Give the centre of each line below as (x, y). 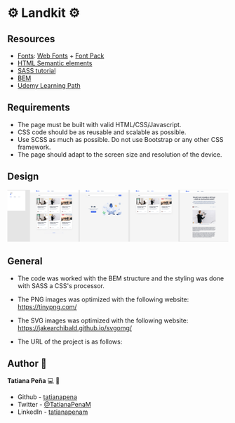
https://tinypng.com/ (47, 306)
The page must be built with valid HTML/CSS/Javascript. (99, 124)
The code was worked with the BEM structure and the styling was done (121, 278)
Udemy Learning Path (49, 85)
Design (23, 177)
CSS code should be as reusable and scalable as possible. (102, 132)
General (25, 261)
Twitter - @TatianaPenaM (54, 405)
